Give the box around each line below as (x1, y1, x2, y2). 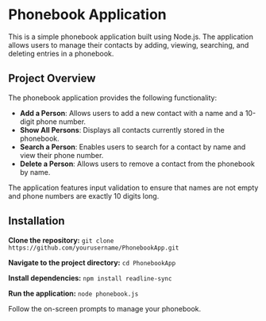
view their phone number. (19, 150, 104, 160)
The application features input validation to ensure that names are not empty (8, 183, 259, 192)
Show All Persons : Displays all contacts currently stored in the (19, 125, 225, 134)
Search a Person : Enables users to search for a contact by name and (19, 141, 246, 152)
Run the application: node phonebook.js (8, 288, 139, 298)
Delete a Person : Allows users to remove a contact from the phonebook (19, 159, 256, 168)
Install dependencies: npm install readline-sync (8, 273, 172, 283)
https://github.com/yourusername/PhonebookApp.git (8, 244, 179, 252)
